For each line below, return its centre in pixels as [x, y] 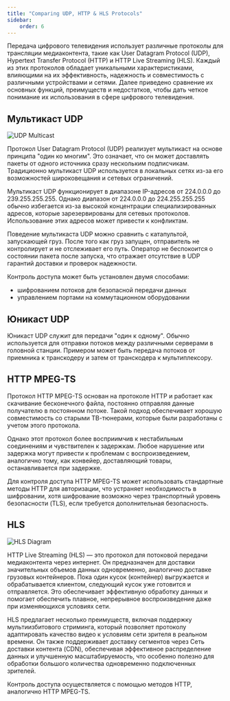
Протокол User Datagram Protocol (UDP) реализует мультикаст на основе [115, 149]
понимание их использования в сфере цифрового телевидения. [101, 97]
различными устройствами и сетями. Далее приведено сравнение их [110, 83]
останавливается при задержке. [55, 468]
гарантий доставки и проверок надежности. [72, 263]
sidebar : [20, 20]
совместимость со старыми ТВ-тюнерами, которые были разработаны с [115, 418]
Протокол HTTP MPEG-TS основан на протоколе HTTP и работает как [110, 396]
